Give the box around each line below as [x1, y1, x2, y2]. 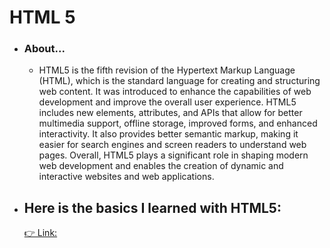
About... [23, 42, 66, 56]
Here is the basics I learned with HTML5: [23, 199, 282, 216]
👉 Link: [23, 227, 58, 239]
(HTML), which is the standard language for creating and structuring [38, 75, 321, 87]
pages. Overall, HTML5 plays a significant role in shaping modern [38, 149, 309, 161]
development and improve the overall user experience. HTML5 [38, 96, 297, 108]
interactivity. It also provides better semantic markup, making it [38, 128, 299, 140]
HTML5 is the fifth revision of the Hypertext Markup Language [38, 64, 296, 76]
